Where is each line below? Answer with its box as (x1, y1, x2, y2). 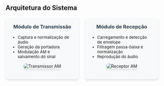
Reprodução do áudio (97, 54, 138, 59)
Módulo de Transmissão (13, 24, 72, 30)
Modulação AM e (17, 49, 50, 55)
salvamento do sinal (17, 54, 56, 59)
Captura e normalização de (17, 34, 69, 40)
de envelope (97, 39, 121, 45)
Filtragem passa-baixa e (97, 44, 144, 50)
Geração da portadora (17, 44, 60, 50)
